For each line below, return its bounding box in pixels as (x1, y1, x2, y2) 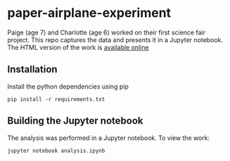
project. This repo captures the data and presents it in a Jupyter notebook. (7, 35, 224, 44)
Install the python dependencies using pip (7, 82, 129, 91)
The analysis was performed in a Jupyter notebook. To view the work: (7, 134, 210, 142)
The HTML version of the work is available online (7, 43, 149, 51)
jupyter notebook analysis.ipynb (7, 147, 106, 154)
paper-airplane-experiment (7, 5, 171, 21)
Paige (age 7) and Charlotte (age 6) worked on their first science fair (7, 28, 206, 37)
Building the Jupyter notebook (7, 115, 143, 127)
